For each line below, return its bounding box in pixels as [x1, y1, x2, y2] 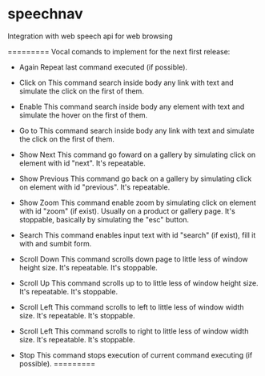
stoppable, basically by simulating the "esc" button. [18, 214, 190, 224]
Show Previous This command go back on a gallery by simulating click [18, 174, 252, 183]
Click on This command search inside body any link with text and [18, 78, 234, 87]
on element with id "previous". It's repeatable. [18, 182, 171, 192]
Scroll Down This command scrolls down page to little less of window [18, 254, 249, 264]
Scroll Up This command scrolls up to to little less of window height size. [18, 278, 259, 288]
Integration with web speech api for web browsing [7, 31, 173, 41]
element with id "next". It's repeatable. [18, 158, 146, 168]
